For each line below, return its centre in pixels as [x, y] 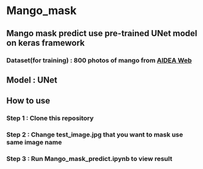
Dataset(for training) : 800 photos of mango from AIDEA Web [99, 60]
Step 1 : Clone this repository [50, 118]
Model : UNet [32, 80]
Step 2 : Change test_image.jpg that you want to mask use [95, 135]
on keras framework [46, 43]
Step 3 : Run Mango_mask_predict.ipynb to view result [90, 159]
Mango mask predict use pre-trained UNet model [102, 33]
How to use [28, 101]
